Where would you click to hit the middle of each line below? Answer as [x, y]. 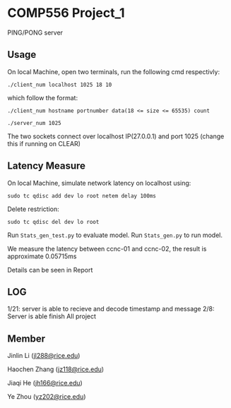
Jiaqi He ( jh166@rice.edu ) [45, 383]
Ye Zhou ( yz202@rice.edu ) [47, 397]
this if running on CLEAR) [44, 143]
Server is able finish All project [52, 316]
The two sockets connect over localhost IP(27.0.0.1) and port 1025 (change [116, 136]
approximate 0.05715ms [42, 256]
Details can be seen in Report [50, 270]
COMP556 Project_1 [66, 13]
